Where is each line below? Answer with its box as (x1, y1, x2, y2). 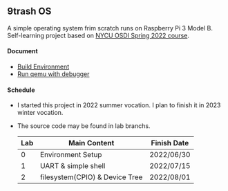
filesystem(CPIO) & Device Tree (40, 172, 143, 182)
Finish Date (151, 138, 189, 148)
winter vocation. (17, 109, 64, 117)
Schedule (7, 86, 36, 94)
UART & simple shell (40, 161, 106, 171)
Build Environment (17, 62, 70, 71)
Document (7, 47, 38, 55)
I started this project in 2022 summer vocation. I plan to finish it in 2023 (17, 101, 221, 109)
